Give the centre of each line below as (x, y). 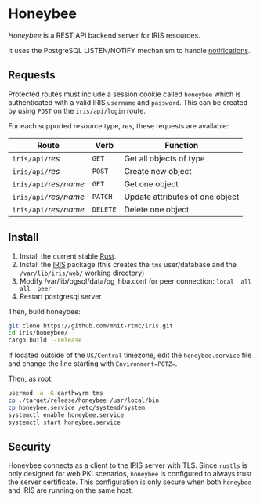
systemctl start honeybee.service (65, 422)
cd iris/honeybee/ (38, 333)
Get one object (151, 183)
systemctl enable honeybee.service (66, 415)
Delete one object (157, 209)
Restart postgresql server (60, 296)
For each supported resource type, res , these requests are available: (119, 125)
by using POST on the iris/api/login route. (77, 110)
